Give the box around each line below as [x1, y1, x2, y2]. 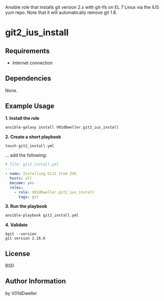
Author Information [5, 277, 66, 286]
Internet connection [12, 60, 53, 66]
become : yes [9, 180, 35, 186]
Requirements [5, 47, 50, 55]
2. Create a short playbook [5, 134, 61, 140]
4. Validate [5, 222, 28, 228]
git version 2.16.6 [5, 236, 46, 241]
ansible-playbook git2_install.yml [5, 213, 79, 218]
